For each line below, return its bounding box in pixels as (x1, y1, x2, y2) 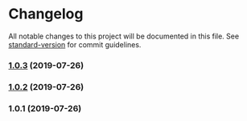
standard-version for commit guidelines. (8, 39, 142, 49)
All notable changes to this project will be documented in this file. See (8, 31, 240, 41)
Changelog (8, 5, 84, 23)
